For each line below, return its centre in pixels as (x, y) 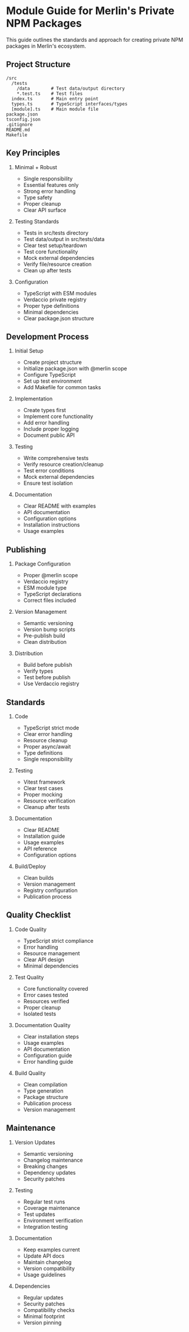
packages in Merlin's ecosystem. (46, 46)
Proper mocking (43, 795)
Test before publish (47, 677)
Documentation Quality (42, 1025)
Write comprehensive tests (56, 458)
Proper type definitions (51, 305)
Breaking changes (45, 1166)
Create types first (45, 410)
